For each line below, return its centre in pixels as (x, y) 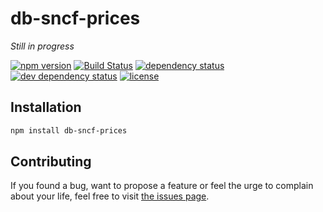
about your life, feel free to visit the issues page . (110, 196)
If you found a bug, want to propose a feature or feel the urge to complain (162, 186)
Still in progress (42, 46)
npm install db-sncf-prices (69, 130)
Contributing (51, 162)
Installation (46, 107)
